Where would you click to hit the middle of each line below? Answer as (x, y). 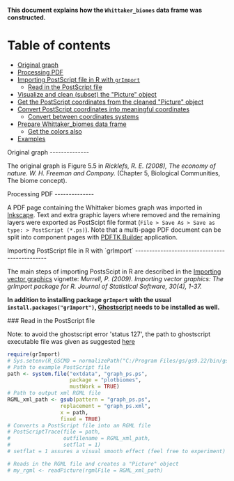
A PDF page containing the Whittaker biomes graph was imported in (105, 207)
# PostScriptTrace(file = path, (54, 432)
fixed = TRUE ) (80, 419)
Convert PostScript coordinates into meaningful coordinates (103, 109)
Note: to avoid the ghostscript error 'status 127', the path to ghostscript (109, 334)
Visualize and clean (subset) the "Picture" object (87, 94)
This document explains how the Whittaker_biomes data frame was (105, 10)
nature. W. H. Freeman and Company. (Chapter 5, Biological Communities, (114, 173)
